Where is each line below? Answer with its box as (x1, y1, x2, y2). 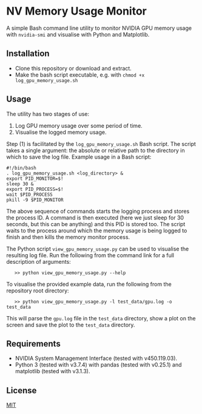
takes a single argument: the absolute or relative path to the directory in (6, 147, 185, 154)
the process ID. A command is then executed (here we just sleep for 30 (6, 214, 184, 221)
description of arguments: (6, 258, 71, 265)
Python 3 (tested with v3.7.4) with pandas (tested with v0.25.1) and (15, 361, 182, 368)
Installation (6, 49, 50, 59)
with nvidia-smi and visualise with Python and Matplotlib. (6, 30, 150, 38)
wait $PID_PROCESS (6, 191, 53, 198)
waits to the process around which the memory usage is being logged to (6, 227, 187, 234)
